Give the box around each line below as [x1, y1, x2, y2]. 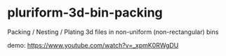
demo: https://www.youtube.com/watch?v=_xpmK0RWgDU [7, 41, 179, 49]
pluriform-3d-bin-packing [7, 5, 163, 21]
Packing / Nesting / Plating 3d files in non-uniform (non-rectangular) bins [7, 28, 219, 36]
